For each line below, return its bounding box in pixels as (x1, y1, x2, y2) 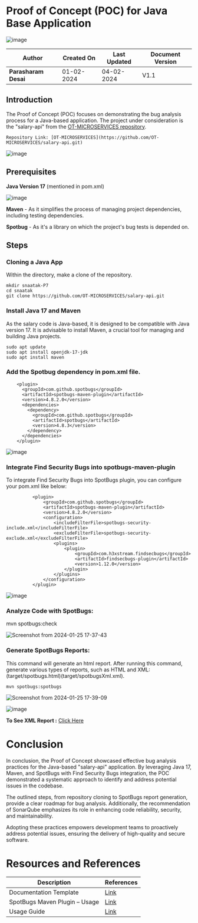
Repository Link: (6, 134, 49, 140)
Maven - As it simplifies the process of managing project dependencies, (6, 205, 181, 213)
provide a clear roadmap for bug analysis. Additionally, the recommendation (6, 800, 190, 807)
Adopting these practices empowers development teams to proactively (6, 823, 179, 830)
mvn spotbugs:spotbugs (6, 684, 62, 690)
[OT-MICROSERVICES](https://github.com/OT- (51, 134, 160, 140)
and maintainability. (6, 812, 54, 819)
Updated (107, 57, 131, 65)
